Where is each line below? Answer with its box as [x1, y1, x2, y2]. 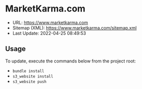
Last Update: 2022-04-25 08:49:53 [12, 30, 86, 36]
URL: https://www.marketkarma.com [12, 19, 88, 25]
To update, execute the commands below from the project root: [5, 58, 136, 64]
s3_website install [12, 73, 54, 79]
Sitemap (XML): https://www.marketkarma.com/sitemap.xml [12, 24, 137, 30]
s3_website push [12, 79, 47, 84]
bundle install [12, 68, 45, 73]
